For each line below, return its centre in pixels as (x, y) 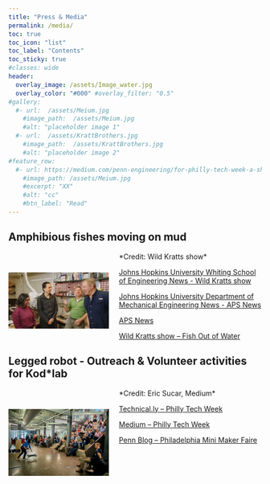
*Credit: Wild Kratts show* (163, 256)
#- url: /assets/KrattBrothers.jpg (77, 136)
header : (21, 76)
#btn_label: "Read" (55, 204)
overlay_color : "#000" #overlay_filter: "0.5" (95, 93)
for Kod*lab (38, 374)
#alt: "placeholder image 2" (72, 153)
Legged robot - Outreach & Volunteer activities (128, 361)
